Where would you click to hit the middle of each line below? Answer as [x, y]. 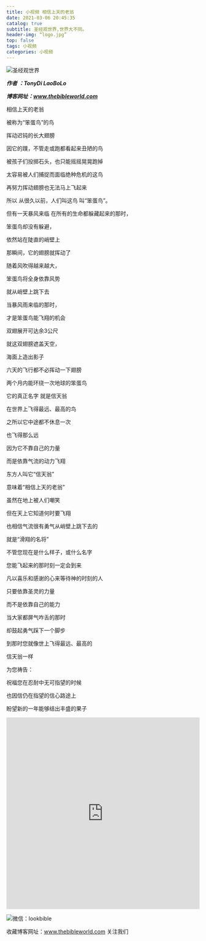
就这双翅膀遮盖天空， [33, 343]
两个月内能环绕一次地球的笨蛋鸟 [47, 383]
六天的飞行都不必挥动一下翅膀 [44, 370]
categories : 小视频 [30, 52]
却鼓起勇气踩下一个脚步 [36, 630]
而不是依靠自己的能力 [33, 604]
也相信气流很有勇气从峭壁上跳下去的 [52, 526]
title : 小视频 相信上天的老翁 [40, 12]
